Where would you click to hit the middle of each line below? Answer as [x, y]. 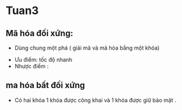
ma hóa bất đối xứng [45, 85]
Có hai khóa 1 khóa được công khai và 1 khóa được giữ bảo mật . [95, 100]
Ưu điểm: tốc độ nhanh [43, 60]
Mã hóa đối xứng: [40, 33]
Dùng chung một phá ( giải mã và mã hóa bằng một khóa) [87, 48]
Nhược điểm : [31, 66]
